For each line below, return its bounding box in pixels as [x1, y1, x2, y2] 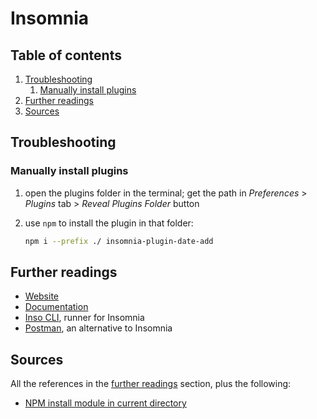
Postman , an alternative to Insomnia [24, 322, 173, 334]
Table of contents [10, 47, 122, 64]
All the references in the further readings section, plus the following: [10, 378, 292, 390]
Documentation [24, 301, 89, 313]
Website [24, 290, 60, 302]
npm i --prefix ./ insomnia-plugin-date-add [24, 236, 214, 246]
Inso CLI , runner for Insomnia [24, 312, 145, 324]
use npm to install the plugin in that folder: [24, 217, 194, 229]
